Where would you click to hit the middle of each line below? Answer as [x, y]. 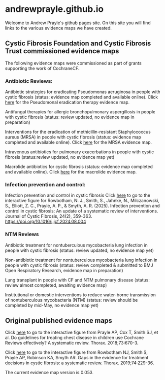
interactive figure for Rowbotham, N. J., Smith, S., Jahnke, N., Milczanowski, [82, 201]
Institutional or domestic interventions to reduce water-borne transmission [81, 295]
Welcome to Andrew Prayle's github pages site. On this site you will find [78, 23]
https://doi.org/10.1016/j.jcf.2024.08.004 [46, 222]
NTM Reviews [22, 234]
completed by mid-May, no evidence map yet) [52, 305]
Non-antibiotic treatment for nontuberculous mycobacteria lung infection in [81, 260]
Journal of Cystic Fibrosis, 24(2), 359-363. [49, 216]
